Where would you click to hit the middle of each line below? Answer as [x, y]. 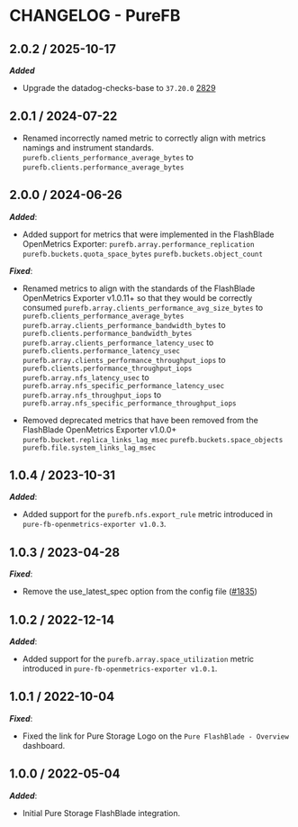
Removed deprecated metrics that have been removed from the [140, 420]
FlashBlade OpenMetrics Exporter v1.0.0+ [99, 430]
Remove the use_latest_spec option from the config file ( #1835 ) [140, 592]
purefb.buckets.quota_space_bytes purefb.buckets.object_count [143, 254]
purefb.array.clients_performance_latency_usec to [118, 342]
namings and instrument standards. [88, 147]
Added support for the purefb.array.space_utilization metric [138, 659]
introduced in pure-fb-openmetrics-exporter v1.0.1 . [120, 668]
